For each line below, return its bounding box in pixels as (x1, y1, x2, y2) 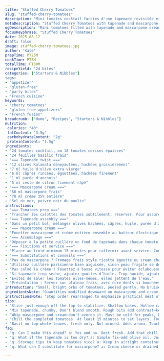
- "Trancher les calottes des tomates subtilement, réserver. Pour (5, 212, 145, 217)
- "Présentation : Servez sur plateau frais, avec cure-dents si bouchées (5, 280, 161, 286)
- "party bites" (5, 89, 38, 94)
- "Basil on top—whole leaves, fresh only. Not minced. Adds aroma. (5, 321, 147, 326)
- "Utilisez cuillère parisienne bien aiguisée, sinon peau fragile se (5, 262, 154, 267)
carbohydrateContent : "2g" (7, 135, 62, 140)
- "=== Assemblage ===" (5, 235, 54, 240)
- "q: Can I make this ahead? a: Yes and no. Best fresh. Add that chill (5, 331, 159, 336)
